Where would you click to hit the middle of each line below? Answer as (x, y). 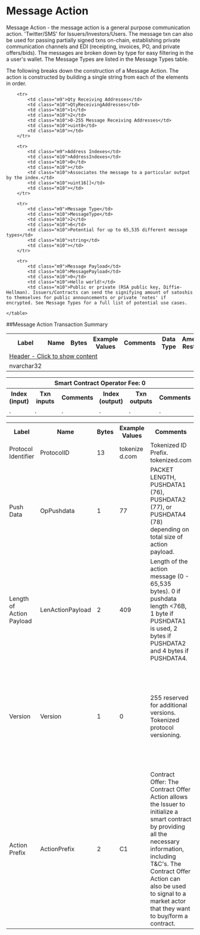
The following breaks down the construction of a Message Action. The (93, 70)
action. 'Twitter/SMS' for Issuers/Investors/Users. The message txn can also (100, 33)
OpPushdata (57, 511)
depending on (170, 529)
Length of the (169, 561)
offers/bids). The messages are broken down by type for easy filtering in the (100, 52)
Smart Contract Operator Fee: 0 (100, 383)
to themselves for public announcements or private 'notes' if (86, 297)
